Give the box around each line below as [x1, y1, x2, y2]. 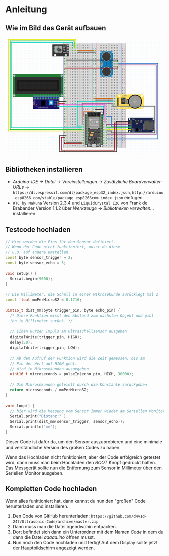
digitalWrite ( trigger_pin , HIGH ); [10, 335, 82, 340]
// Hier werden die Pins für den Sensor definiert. [5, 239, 116, 244]
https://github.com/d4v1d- [90, 514, 147, 519]
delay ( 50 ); [10, 340, 33, 345]
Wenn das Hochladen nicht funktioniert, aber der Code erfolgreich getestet [5, 454, 161, 460]
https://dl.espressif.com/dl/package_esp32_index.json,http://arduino [12, 190, 164, 195]
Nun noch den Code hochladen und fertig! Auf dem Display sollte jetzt [12, 539, 158, 545]
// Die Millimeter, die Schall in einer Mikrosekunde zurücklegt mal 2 [5, 292, 158, 297]
